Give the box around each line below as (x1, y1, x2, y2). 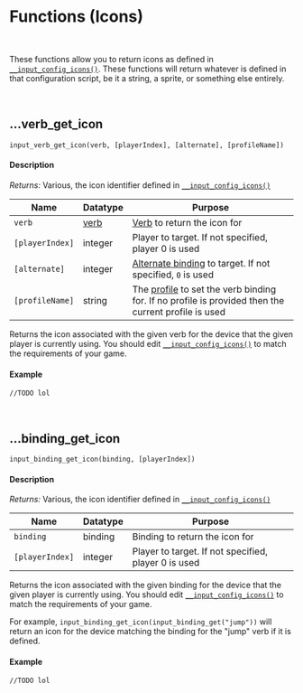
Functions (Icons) (9, 6, 144, 27)
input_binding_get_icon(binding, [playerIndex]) (9, 454, 196, 464)
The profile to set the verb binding (132, 283, 277, 295)
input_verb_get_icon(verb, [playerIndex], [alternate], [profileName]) (9, 140, 284, 150)
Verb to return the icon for (132, 216, 243, 229)
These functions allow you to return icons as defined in (9, 53, 215, 64)
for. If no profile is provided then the (132, 294, 285, 306)
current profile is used (132, 305, 225, 318)
